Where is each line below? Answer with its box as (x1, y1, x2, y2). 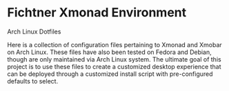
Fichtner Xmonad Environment (7, 5, 187, 21)
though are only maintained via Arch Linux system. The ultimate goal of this (7, 55, 222, 63)
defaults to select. (7, 77, 59, 85)
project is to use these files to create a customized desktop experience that (7, 62, 221, 70)
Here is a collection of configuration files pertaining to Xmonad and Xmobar (7, 40, 222, 49)
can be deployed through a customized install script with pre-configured (7, 70, 213, 78)
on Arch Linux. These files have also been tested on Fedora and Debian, (7, 48, 212, 56)
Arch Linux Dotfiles (7, 27, 61, 36)
